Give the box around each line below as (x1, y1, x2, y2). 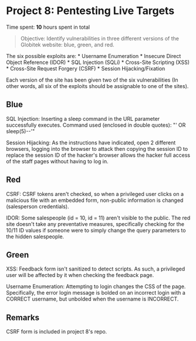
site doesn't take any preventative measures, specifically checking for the (6, 220, 185, 227)
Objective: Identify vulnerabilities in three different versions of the (20, 35, 179, 42)
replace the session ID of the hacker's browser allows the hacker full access (6, 151, 191, 158)
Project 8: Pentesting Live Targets (6, 4, 175, 18)
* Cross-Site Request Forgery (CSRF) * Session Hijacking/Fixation (6, 65, 165, 72)
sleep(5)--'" (6, 127, 35, 134)
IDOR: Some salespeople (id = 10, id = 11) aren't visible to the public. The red (6, 214, 191, 221)
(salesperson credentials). (6, 202, 69, 210)
